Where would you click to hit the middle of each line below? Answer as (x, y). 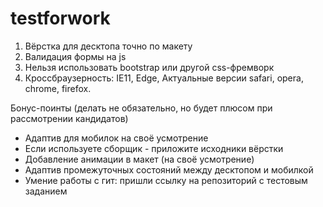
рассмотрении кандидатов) (69, 118)
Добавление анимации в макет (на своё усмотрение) (139, 159)
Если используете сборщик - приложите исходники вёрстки (154, 148)
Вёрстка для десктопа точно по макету (108, 46)
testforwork (60, 18)
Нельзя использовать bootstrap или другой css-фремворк (149, 67)
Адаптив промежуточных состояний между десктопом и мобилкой (169, 169)
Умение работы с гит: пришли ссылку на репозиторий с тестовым (166, 180)
